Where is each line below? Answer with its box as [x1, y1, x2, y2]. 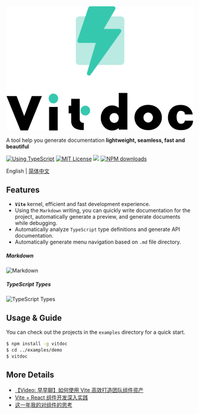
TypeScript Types [6, 281, 52, 287]
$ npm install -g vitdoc [6, 341, 68, 347]
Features [6, 185, 40, 195]
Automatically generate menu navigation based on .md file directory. [14, 238, 181, 246]
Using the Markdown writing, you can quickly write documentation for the [14, 207, 191, 214]
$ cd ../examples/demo [6, 347, 62, 353]
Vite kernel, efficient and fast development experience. [14, 201, 150, 208]
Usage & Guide [6, 312, 62, 323]
